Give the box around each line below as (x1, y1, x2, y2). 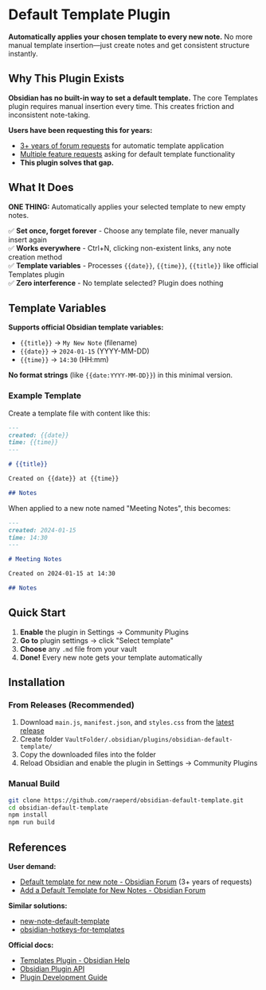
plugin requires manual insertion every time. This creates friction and (8, 101, 235, 111)
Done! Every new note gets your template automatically (19, 653, 203, 662)
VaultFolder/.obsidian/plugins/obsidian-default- (65, 736, 233, 744)
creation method (8, 252, 63, 262)
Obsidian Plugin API (19, 965, 85, 974)
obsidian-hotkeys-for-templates (19, 925, 125, 934)
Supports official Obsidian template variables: (8, 322, 164, 332)
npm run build (8, 818, 56, 827)
